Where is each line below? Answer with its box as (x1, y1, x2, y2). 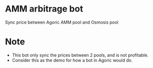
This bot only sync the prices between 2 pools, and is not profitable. (12, 52, 149, 58)
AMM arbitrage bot (5, 3, 84, 14)
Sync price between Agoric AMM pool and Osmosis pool (5, 19, 119, 25)
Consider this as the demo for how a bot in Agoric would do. (12, 57, 133, 63)
